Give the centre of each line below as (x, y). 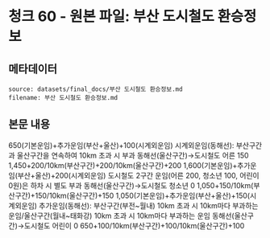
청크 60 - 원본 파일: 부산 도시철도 (112, 16)
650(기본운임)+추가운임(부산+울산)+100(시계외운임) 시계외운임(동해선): (121, 145)
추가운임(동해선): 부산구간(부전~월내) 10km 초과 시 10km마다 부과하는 (149, 205)
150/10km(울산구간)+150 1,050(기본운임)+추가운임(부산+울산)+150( (143, 195)
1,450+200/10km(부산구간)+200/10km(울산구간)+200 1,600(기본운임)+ (123, 165)
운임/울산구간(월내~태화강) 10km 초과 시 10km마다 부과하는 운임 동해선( (122, 215)
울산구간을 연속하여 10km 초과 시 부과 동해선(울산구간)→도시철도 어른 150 (133, 155)
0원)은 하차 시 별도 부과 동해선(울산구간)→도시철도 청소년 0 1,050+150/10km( (131, 185)
